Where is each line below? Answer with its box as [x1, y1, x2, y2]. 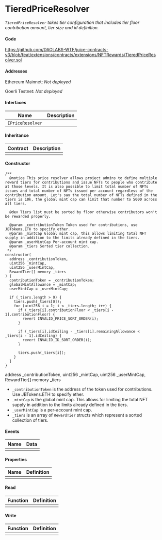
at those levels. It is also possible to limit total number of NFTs [5, 184, 149, 189]
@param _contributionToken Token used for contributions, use [9, 223, 138, 227]
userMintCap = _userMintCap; [9, 286, 68, 291]
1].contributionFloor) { [5, 312, 55, 317]
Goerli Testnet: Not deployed [5, 89, 63, 94]
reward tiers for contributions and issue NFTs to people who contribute [5, 180, 158, 185]
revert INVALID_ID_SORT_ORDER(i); [22, 337, 92, 342]
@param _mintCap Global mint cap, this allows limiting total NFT [9, 231, 146, 236]
